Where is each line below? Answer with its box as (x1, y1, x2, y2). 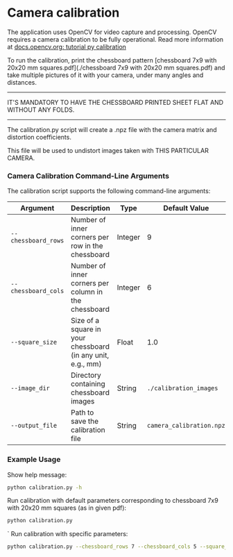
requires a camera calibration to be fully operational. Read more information (7, 35, 224, 43)
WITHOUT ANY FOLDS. (7, 106, 75, 114)
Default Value (162, 203, 209, 213)
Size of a (70, 316, 99, 326)
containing (70, 379, 105, 389)
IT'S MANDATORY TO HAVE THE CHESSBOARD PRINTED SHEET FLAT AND (7, 98, 224, 106)
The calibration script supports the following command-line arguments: (7, 187, 211, 195)
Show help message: (7, 470, 67, 479)
